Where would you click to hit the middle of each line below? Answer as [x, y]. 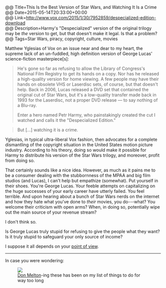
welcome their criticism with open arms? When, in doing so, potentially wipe [83, 207]
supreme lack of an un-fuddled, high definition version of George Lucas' [79, 54]
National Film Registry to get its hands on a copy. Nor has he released [88, 74]
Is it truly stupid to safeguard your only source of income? [64, 237]
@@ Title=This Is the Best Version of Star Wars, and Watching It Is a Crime [81, 7]
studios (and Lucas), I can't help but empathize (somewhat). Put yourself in [82, 181]
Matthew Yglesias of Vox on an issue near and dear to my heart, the [74, 48]
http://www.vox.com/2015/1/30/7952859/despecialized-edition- [91, 18]
